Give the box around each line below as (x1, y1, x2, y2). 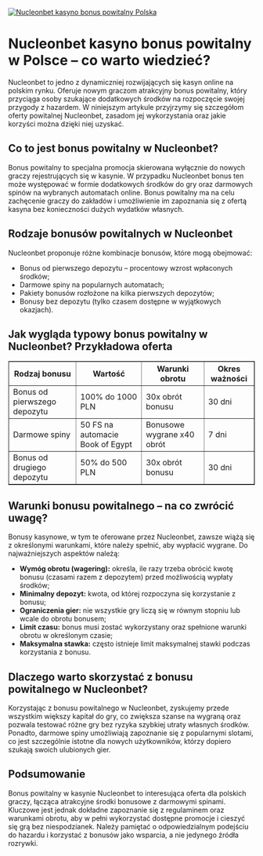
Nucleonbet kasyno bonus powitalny (8, 35, 252, 53)
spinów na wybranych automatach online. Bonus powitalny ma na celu (8, 188, 235, 197)
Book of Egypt (80, 439, 133, 450)
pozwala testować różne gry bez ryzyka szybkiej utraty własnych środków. (8, 720, 250, 729)
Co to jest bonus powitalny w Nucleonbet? (8, 142, 219, 155)
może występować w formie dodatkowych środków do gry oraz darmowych (8, 179, 253, 188)
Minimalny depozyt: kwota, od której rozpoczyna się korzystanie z (19, 589, 236, 599)
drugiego (13, 462, 47, 473)
